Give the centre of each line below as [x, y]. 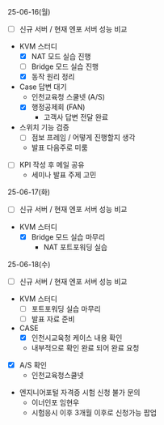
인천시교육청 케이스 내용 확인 [77, 338]
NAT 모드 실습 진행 [61, 57]
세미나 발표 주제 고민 [64, 175]
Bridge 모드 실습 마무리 [68, 236]
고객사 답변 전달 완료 [76, 117]
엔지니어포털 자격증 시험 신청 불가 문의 [80, 392]
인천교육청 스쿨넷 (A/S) [68, 97]
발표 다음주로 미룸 [59, 147]
